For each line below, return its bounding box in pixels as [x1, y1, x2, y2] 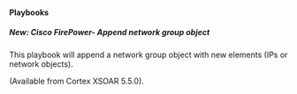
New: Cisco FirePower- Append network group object [9, 27, 210, 38]
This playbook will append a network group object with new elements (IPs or [9, 49, 288, 60]
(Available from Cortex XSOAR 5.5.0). [9, 76, 144, 86]
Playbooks [9, 7, 49, 18]
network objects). [9, 58, 73, 69]
